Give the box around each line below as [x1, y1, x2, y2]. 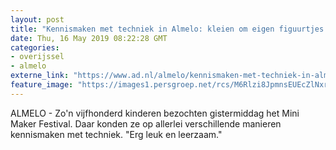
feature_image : [10, 80, 74, 90]
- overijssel [10, 52, 65, 62]
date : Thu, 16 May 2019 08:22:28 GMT [10, 33, 168, 43]
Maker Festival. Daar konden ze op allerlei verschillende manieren [10, 117, 282, 130]
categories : [10, 42, 60, 53]
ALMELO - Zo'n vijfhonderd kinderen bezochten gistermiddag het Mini [10, 107, 300, 119]
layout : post [10, 14, 65, 25]
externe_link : [10, 71, 70, 81]
